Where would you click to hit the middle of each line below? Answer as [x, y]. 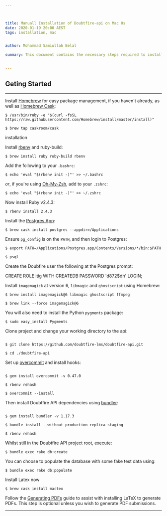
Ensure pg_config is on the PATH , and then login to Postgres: [66, 239]
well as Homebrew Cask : [31, 106]
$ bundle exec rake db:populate [39, 470]
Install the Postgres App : [30, 220]
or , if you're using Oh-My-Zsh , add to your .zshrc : [57, 184]
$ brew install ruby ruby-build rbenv [45, 156]
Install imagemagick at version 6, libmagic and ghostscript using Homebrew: [83, 285]
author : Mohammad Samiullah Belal [41, 46]
